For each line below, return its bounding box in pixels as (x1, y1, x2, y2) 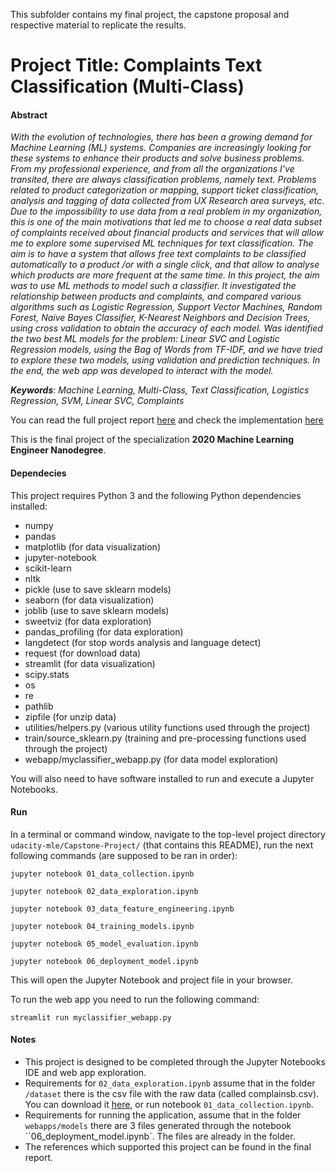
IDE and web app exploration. (24, 1067, 147, 1078)
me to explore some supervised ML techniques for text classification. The (10, 237, 314, 249)
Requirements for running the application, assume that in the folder (24, 1109, 302, 1121)
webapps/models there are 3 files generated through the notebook (24, 1120, 292, 1131)
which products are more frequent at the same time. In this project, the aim (10, 269, 320, 281)
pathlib (24, 700, 54, 712)
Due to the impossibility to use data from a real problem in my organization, (10, 205, 323, 218)
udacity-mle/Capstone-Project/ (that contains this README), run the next (10, 839, 314, 851)
